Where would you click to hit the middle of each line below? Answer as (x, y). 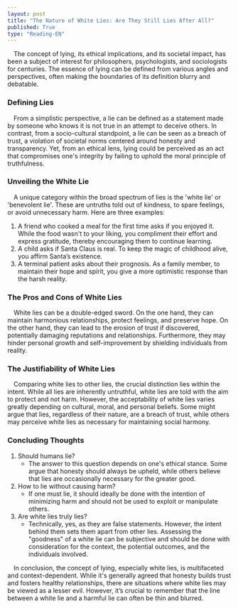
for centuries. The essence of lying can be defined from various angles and (118, 69)
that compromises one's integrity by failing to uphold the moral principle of (117, 156)
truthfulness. (26, 163)
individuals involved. (58, 554)
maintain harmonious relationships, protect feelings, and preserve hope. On (118, 320)
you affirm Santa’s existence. (60, 256)
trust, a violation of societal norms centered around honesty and (101, 141)
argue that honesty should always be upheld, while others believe (124, 471)
